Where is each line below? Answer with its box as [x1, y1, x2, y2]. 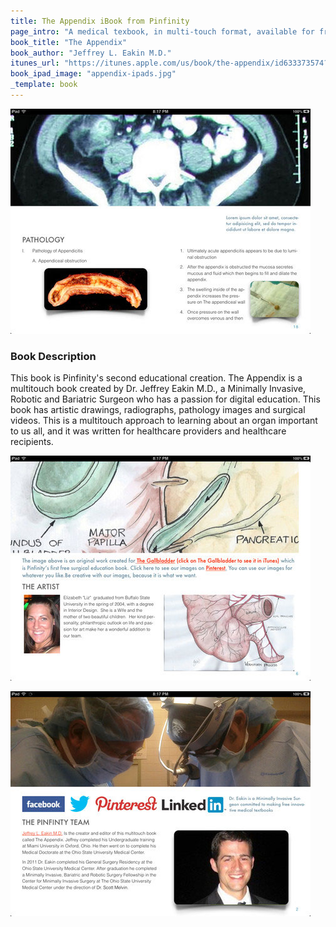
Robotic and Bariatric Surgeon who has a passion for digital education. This [10, 393, 321, 405]
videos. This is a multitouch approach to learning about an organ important [10, 415, 318, 427]
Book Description [10, 349, 97, 363]
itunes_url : [10, 58, 60, 69]
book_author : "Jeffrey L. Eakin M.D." [10, 48, 172, 58]
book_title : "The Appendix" [10, 37, 128, 47]
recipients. [10, 436, 54, 448]
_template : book [10, 80, 78, 90]
